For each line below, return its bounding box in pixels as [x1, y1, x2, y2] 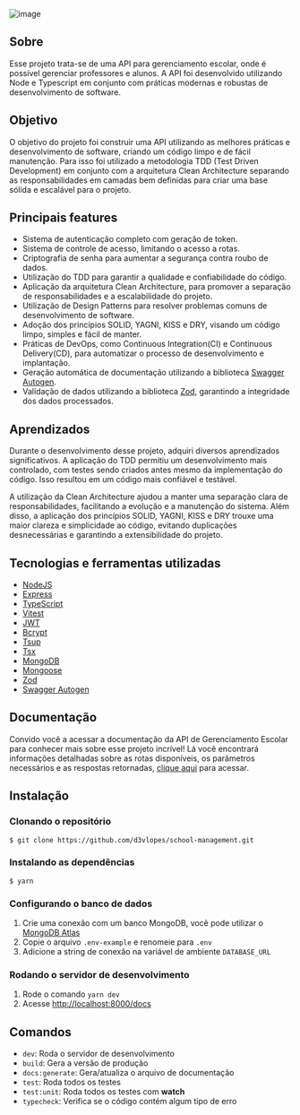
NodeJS [21, 579, 53, 591]
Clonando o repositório [9, 816, 112, 828]
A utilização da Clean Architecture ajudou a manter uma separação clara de [9, 491, 288, 502]
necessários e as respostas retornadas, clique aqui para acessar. [9, 762, 249, 773]
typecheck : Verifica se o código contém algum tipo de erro [21, 1096, 237, 1107]
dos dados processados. [21, 395, 115, 407]
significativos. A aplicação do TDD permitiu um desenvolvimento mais [9, 455, 268, 466]
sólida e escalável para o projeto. [9, 184, 132, 194]
